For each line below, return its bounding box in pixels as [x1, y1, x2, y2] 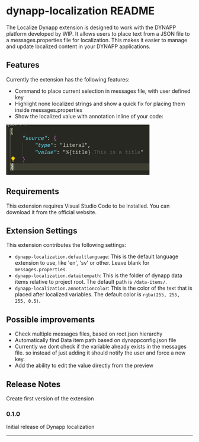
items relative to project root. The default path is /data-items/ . [14, 278, 168, 286]
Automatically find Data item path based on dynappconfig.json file [14, 337, 176, 344]
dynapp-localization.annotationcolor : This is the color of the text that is [14, 284, 192, 292]
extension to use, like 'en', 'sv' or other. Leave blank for [14, 259, 150, 267]
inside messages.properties [14, 106, 83, 114]
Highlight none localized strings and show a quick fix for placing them [14, 100, 185, 107]
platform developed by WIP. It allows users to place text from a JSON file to [6, 30, 190, 37]
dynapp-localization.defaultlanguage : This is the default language [14, 253, 179, 260]
